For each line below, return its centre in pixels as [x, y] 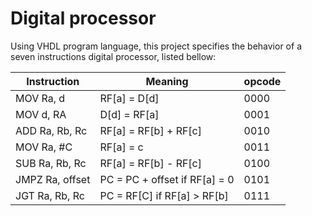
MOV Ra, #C [44, 147]
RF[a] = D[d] [129, 98]
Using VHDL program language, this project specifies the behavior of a [156, 46]
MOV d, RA [41, 114]
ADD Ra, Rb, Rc [51, 130]
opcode [262, 81]
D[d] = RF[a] [129, 114]
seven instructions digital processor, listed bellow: [113, 56]
